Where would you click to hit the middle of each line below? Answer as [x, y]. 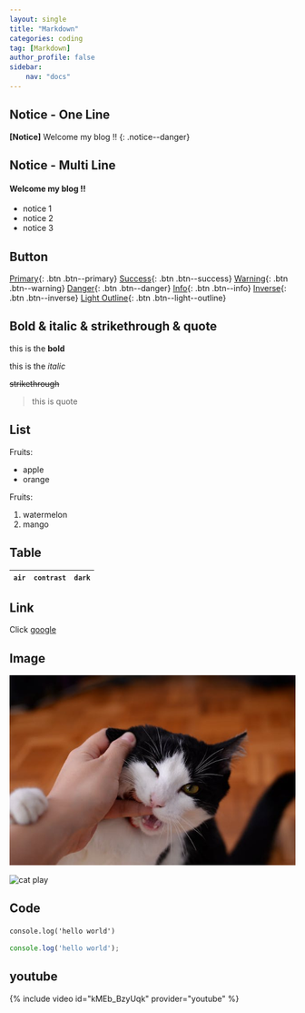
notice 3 [38, 228]
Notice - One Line [60, 115]
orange [36, 479]
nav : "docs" [48, 77]
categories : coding [46, 38]
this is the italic [38, 366]
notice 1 [37, 208]
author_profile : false [52, 58]
